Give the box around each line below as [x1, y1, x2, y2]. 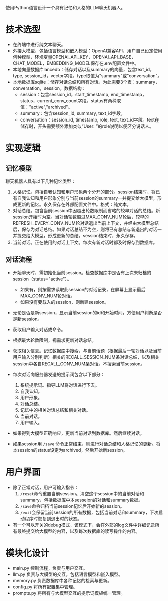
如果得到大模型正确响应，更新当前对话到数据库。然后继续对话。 [12, 430, 144, 436]
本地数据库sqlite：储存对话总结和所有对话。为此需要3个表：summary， [12, 79, 160, 85]
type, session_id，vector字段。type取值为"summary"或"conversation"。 [12, 72, 162, 79]
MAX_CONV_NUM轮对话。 [20, 293, 75, 299]
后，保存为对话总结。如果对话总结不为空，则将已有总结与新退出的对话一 [12, 226, 162, 232]
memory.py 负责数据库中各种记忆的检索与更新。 [12, 577, 112, 583]
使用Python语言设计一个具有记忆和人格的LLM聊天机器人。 [5, 5, 126, 10]
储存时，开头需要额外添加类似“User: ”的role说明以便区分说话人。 [20, 123, 154, 129]
